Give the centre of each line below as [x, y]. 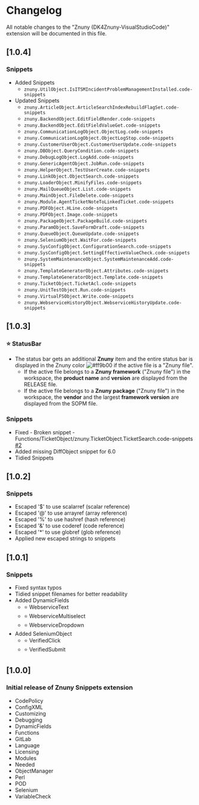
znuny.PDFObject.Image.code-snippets [71, 214]
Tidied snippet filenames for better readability [71, 594]
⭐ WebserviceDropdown [54, 625]
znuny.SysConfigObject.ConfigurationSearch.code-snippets [97, 247]
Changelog [34, 10]
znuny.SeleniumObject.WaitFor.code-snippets [80, 240]
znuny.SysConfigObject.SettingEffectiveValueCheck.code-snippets [107, 253]
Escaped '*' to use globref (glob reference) [68, 532]
